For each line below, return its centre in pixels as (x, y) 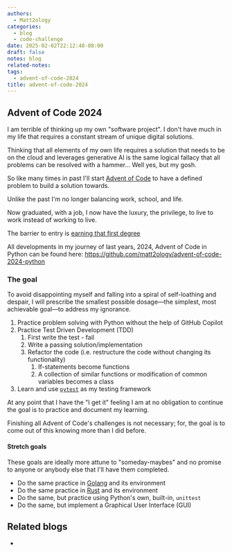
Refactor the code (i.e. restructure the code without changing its (119, 352)
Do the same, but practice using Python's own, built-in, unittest (109, 497)
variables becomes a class (76, 381)
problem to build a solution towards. (59, 186)
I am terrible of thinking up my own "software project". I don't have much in (114, 130)
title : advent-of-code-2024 (48, 85)
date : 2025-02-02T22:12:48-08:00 (55, 46)
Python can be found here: (45, 255)
